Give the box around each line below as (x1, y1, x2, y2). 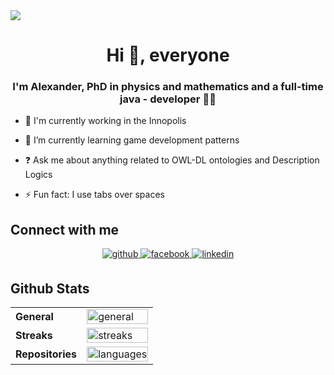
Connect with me (10, 221, 120, 238)
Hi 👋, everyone (106, 44, 230, 67)
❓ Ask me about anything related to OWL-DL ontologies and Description (24, 154, 320, 166)
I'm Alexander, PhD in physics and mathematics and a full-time (12, 80, 324, 94)
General (15, 310, 54, 324)
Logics (24, 169, 53, 181)
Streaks (15, 329, 53, 343)
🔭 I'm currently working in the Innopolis (24, 115, 187, 127)
